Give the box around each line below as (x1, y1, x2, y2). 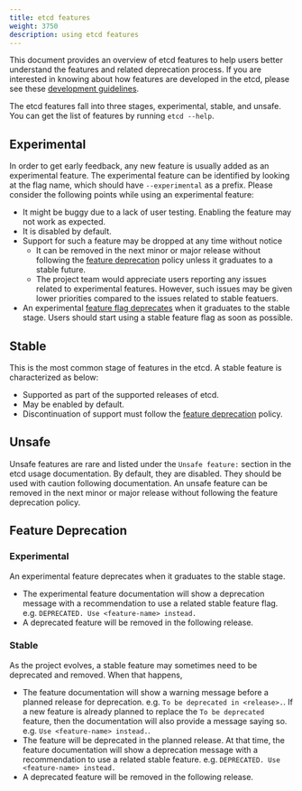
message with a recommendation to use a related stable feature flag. (22, 597, 279, 609)
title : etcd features (9, 13, 91, 23)
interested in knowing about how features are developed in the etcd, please (9, 74, 290, 85)
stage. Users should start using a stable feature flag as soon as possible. (22, 312, 293, 323)
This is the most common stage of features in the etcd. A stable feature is (9, 363, 282, 373)
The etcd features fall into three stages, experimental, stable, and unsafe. (9, 101, 281, 112)
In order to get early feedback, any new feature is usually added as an (9, 161, 270, 171)
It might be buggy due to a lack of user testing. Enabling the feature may (22, 207, 291, 217)
